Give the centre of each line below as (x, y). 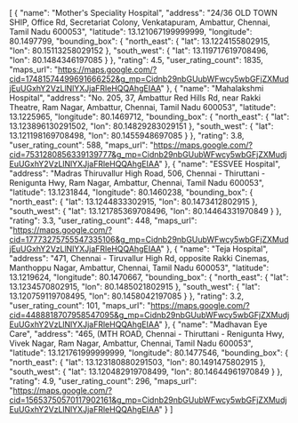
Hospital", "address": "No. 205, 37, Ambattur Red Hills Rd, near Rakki (135, 98)
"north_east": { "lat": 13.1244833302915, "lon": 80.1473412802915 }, (133, 202)
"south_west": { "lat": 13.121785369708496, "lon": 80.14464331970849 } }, (145, 211)
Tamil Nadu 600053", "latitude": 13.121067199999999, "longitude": (131, 32)
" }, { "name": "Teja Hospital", (214, 249)
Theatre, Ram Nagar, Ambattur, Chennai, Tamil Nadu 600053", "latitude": (143, 107)
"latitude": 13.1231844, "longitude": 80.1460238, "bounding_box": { (131, 192)
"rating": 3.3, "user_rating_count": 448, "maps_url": (103, 220)
